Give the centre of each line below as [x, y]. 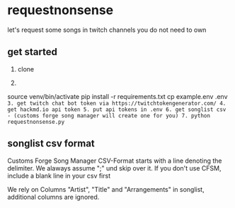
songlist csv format [51, 144]
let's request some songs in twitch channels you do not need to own [107, 30]
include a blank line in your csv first [59, 175]
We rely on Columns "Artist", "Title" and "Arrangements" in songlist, [106, 189]
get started [33, 52]
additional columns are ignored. [53, 197]
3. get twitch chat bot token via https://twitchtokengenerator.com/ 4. [117, 103]
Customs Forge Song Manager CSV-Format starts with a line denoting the [115, 161]
